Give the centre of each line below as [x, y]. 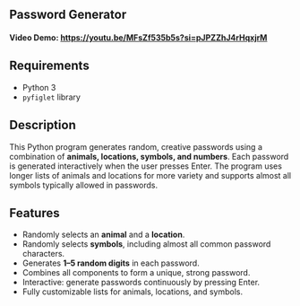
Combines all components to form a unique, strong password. [136, 273]
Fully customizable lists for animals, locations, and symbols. [133, 292]
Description [43, 125]
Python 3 [39, 87]
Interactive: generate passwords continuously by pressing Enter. [141, 283]
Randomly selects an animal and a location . [103, 235]
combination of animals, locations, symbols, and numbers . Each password [149, 156]
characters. [43, 254]
